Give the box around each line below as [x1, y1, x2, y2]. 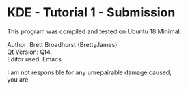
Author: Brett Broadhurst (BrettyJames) [7, 40, 118, 48]
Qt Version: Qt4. [7, 48, 53, 56]
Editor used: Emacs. [7, 55, 64, 63]
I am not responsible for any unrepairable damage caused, [7, 68, 172, 76]
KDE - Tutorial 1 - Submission [7, 5, 176, 20]
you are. [7, 75, 31, 83]
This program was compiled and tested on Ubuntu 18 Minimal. [7, 27, 182, 35]
